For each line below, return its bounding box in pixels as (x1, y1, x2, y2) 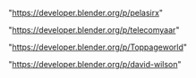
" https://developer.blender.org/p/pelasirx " (8, 8, 163, 18)
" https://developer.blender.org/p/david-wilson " (8, 59, 182, 69)
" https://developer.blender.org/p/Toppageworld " (8, 42, 188, 52)
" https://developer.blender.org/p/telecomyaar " (8, 25, 180, 35)
